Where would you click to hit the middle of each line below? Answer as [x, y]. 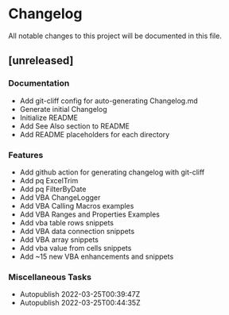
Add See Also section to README [74, 126]
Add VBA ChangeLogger [60, 197]
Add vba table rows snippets [66, 222]
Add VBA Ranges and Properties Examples [90, 214]
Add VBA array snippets [59, 240]
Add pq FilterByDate [53, 189]
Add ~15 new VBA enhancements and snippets [97, 256]
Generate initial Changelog [63, 109]
